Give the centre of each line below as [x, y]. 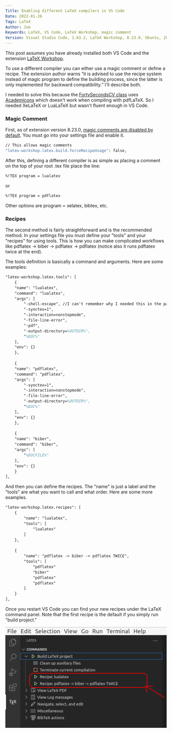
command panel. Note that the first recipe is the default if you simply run [82, 615]
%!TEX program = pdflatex [33, 196]
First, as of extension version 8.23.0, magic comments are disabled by [79, 130]
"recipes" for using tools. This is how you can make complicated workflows [85, 241]
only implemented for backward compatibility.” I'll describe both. [73, 85]
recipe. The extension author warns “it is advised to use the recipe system [84, 74]
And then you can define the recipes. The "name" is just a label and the [81, 487]
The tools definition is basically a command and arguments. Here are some [84, 262]
